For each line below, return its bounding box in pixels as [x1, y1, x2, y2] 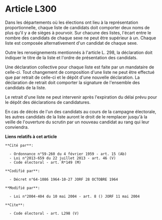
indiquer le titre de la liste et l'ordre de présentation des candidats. [5, 54, 138, 60]
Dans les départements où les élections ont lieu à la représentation [5, 19, 138, 25]
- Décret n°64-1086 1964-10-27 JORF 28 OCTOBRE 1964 [9, 177, 118, 182]
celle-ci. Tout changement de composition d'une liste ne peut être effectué [5, 69, 155, 75]
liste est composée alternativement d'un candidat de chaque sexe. [5, 40, 138, 46]
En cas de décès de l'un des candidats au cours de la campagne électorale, [5, 108, 157, 115]
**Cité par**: [5, 143, 34, 148]
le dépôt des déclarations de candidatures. [5, 99, 91, 105]
